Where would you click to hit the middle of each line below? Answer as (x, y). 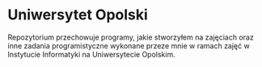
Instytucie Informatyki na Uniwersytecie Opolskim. (91, 54)
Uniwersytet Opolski (78, 15)
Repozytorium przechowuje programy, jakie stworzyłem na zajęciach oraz (131, 37)
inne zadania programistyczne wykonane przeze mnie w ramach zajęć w (129, 45)
